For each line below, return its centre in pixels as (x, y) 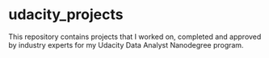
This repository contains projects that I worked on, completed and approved (135, 37)
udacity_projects (66, 15)
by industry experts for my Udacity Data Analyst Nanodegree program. (126, 44)
